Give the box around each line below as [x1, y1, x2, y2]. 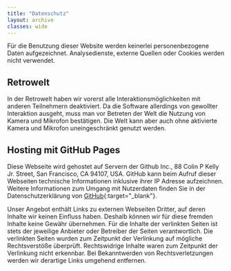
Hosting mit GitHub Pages [7, 144, 121, 156]
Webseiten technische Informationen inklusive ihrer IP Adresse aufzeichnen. [7, 177, 224, 185]
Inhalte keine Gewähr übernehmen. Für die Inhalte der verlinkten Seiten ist [7, 220, 218, 228]
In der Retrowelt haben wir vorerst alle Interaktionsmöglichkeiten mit [7, 94, 201, 103]
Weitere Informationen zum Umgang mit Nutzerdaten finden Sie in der [7, 184, 205, 192]
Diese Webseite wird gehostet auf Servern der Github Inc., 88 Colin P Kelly [7, 163, 219, 170]
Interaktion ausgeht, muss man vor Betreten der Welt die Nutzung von [7, 110, 205, 118]
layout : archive [7, 17, 54, 23]
